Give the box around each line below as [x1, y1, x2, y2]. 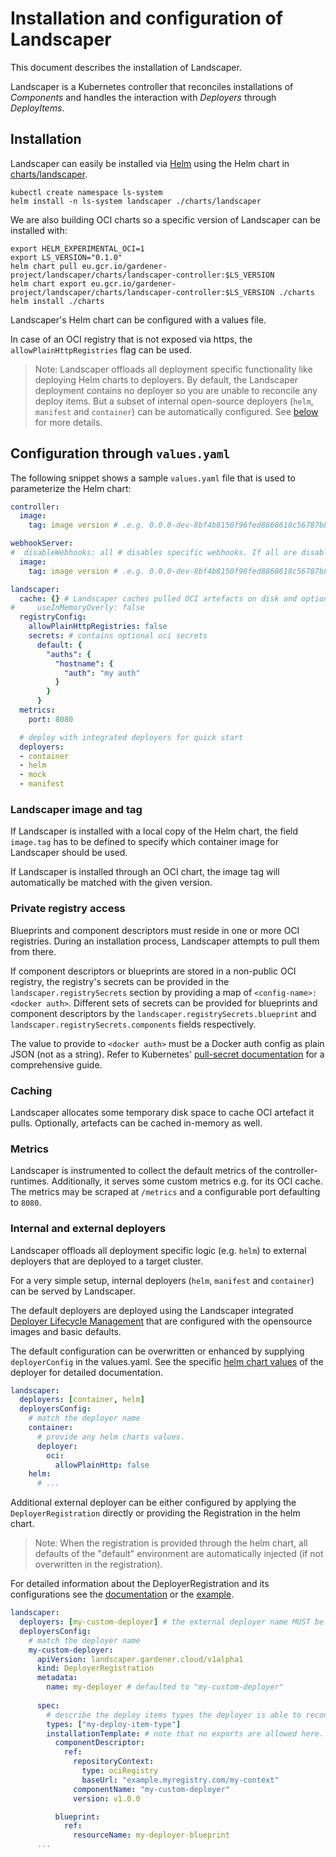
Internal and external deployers [10, 1222, 167, 1236]
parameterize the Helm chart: [10, 482, 132, 494]
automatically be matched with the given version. [10, 877, 213, 889]
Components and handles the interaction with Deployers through [10, 91, 277, 103]
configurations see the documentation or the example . [10, 1588, 235, 1601]
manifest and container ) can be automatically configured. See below [34, 405, 319, 417]
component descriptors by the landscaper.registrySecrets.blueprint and [10, 1007, 317, 1019]
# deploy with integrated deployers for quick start [19, 732, 244, 742]
